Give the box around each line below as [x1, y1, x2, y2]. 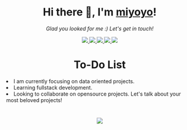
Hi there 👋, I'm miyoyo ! [43, 5, 157, 19]
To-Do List [73, 58, 126, 72]
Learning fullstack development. [14, 84, 93, 91]
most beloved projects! [6, 96, 62, 103]
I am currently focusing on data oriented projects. [14, 77, 135, 85]
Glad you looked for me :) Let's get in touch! [46, 25, 154, 32]
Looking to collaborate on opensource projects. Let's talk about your [14, 90, 181, 97]
